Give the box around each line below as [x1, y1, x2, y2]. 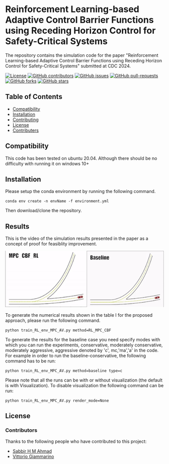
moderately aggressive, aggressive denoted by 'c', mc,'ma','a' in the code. [5, 347, 159, 353]
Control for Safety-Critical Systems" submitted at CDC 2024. [5, 63, 131, 69]
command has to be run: [5, 358, 56, 364]
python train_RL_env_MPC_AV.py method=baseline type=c [5, 368, 123, 374]
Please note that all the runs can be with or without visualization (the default [5, 377, 162, 383]
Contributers [12, 127, 39, 133]
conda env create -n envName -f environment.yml [5, 199, 109, 204]
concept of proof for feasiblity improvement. [5, 241, 97, 247]
